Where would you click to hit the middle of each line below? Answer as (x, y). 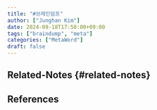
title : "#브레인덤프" (35, 14)
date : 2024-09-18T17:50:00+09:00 (56, 27)
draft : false (26, 47)
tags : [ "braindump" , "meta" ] (50, 33)
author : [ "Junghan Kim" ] (44, 20)
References (33, 99)
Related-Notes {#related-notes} (79, 75)
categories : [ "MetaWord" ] (45, 40)
